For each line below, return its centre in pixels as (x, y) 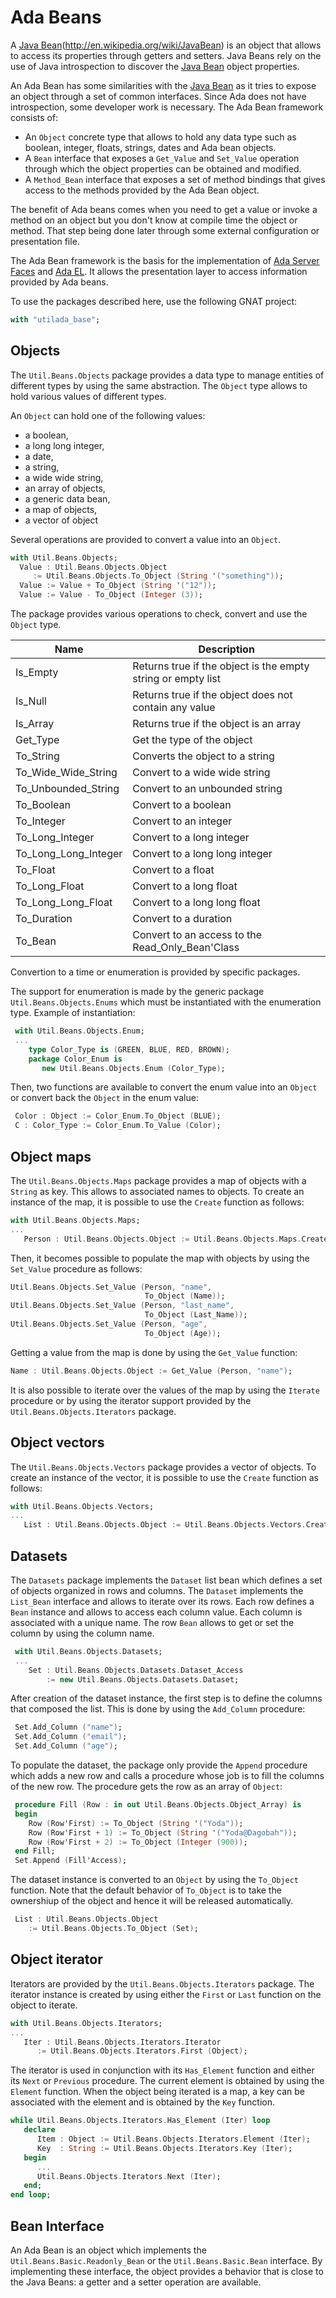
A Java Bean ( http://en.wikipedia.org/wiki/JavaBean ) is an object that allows (166, 45)
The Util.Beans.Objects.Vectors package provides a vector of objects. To (163, 1467)
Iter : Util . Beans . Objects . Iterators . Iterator (122, 2042)
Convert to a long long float (196, 902)
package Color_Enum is (75, 1059)
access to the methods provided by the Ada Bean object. (142, 190)
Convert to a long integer (191, 837)
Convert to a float (173, 869)
